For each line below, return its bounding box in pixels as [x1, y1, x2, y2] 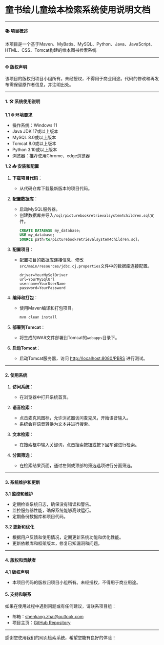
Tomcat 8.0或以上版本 [12, 140, 57, 146]
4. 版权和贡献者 [5, 557, 36, 563]
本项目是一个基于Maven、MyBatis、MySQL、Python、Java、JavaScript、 [5, 41, 155, 47]
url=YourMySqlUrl [19, 277, 55, 282]
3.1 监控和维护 [5, 491, 33, 497]
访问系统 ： [12, 384, 34, 390]
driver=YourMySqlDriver [19, 273, 68, 278]
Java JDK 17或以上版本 [12, 128, 59, 134]
